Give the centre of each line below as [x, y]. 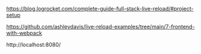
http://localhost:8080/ [34, 45]
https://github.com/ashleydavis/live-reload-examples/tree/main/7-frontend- [101, 27]
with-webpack [24, 33]
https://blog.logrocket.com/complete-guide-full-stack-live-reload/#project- [100, 9]
